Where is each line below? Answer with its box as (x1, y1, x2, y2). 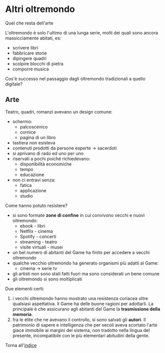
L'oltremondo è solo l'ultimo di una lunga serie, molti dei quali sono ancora (5, 29, 158, 35)
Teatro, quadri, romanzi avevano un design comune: (5, 108, 112, 114)
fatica (19, 182, 32, 188)
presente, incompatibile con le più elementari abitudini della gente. (12, 332, 150, 338)
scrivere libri (12, 44, 38, 50)
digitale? (5, 81, 23, 87)
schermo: (12, 118, 32, 124)
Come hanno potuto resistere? (5, 202, 67, 208)
